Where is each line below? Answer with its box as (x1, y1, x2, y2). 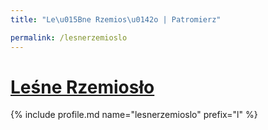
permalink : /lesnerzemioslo (10, 32, 128, 43)
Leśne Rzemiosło (10, 76, 155, 98)
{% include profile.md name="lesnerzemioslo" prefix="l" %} (10, 109, 258, 121)
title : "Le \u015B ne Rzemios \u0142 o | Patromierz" (10, 14, 222, 25)
